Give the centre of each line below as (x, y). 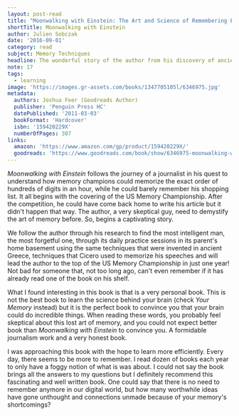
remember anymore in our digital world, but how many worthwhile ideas (113, 389)
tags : (15, 73)
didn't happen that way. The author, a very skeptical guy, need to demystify (118, 212)
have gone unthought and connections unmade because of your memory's (117, 397)
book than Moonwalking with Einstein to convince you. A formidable (107, 330)
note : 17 (20, 67)
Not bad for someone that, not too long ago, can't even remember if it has (116, 271)
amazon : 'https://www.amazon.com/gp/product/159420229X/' (102, 147)
